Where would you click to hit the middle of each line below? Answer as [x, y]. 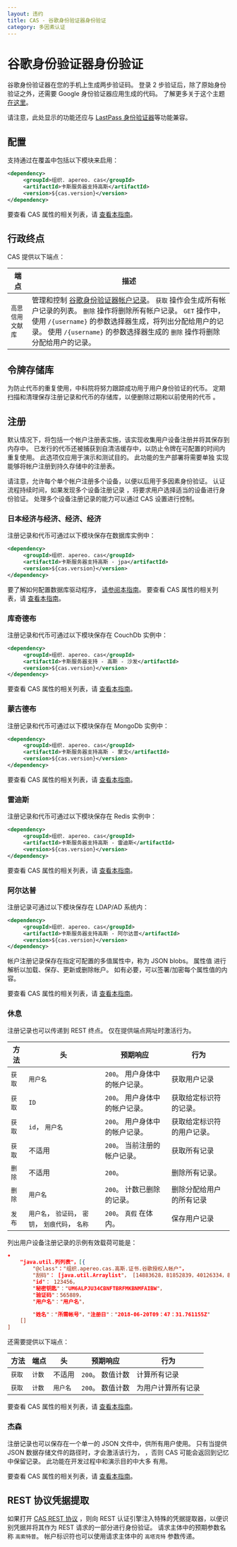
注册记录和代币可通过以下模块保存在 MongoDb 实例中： [88, 726]
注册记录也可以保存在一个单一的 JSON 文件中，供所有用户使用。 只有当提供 [117, 1443]
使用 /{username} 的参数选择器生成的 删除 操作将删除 [134, 332]
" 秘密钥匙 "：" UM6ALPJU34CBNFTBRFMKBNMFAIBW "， [99, 1288]
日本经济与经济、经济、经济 [54, 518]
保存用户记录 [193, 1218]
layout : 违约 [25, 14]
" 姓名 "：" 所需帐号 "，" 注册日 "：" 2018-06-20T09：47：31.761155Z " [122, 1314]
